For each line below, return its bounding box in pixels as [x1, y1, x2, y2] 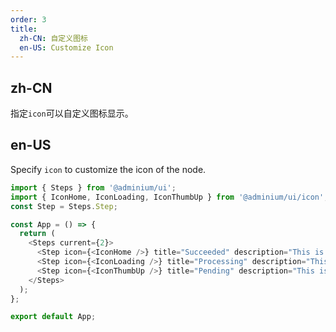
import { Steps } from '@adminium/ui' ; [10, 182, 177, 193]
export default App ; [10, 312, 97, 322]
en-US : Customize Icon [19, 42, 114, 53]
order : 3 [10, 14, 47, 25]
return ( [19, 229, 56, 239]
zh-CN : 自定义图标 [19, 33, 88, 43]
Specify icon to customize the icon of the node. [10, 163, 207, 175]
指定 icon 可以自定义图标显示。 [10, 107, 134, 120]
